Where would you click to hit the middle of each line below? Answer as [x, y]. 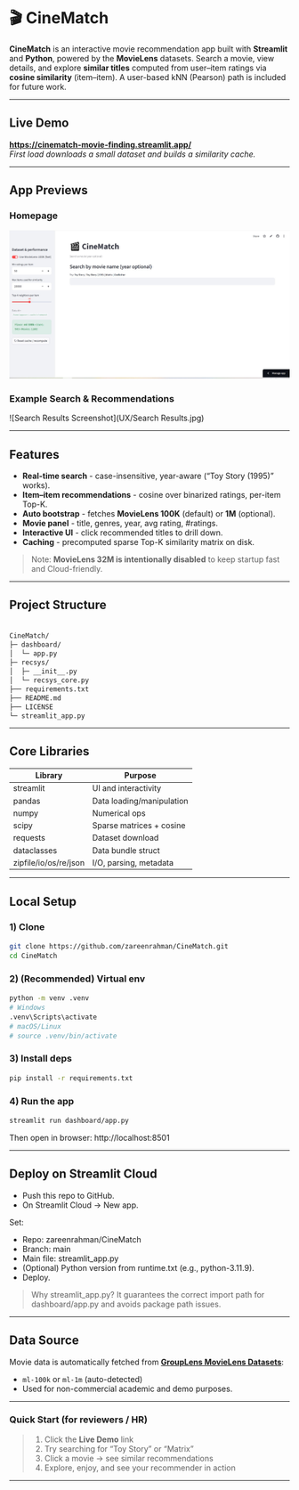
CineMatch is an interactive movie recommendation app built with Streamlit [149, 49]
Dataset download [125, 838]
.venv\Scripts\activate [53, 1017]
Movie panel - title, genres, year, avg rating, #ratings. [120, 524]
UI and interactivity [127, 788]
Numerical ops [119, 813]
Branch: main [46, 1249]
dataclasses [35, 850]
